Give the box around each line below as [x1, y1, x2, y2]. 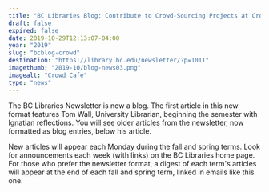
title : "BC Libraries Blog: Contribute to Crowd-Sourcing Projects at [8, 11, 249, 20]
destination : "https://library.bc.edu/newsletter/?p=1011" [8, 57, 210, 65]
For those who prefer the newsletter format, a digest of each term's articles [8, 158, 257, 168]
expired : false [8, 26, 59, 34]
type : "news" [8, 78, 52, 86]
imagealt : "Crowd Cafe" [8, 71, 88, 79]
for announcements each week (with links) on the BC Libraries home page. [8, 150, 255, 160]
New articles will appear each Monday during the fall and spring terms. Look [8, 142, 260, 151]
